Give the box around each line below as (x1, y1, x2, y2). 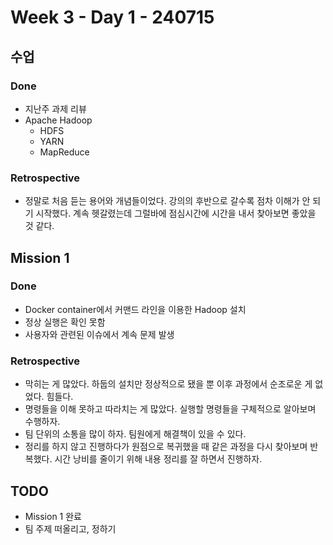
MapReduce (39, 146, 90, 158)
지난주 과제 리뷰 (24, 102, 87, 115)
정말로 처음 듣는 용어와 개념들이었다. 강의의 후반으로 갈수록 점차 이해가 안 (24, 195, 311, 207)
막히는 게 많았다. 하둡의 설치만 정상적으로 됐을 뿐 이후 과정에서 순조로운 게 (24, 378, 313, 390)
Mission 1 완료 (24, 510, 82, 522)
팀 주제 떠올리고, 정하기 (24, 522, 117, 535)
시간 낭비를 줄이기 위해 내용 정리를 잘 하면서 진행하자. (54, 453, 263, 465)
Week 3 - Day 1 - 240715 (10, 6, 215, 29)
